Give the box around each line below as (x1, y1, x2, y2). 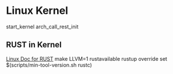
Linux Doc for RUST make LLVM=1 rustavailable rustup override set (6, 55, 168, 62)
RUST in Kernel (6, 40, 62, 50)
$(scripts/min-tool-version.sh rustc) (6, 61, 92, 68)
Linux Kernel (6, 4, 69, 17)
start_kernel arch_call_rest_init (6, 23, 79, 30)
